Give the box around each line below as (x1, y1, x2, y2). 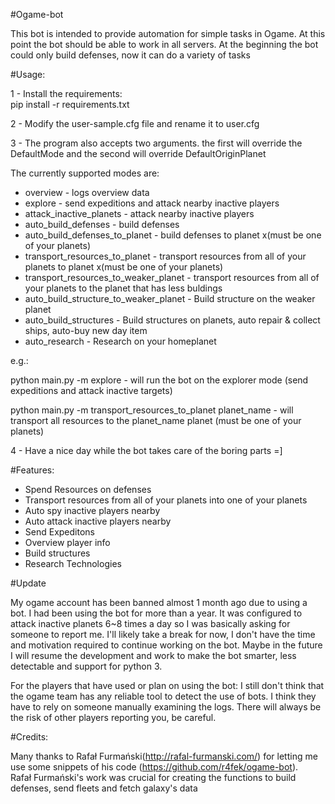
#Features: (10, 464, 55, 476)
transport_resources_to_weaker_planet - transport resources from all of (24, 272, 320, 283)
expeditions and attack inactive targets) (10, 385, 173, 396)
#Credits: (10, 731, 49, 743)
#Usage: (10, 69, 46, 80)
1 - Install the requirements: (10, 88, 123, 99)
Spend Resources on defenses (24, 484, 152, 495)
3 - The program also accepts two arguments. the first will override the (10, 137, 303, 149)
